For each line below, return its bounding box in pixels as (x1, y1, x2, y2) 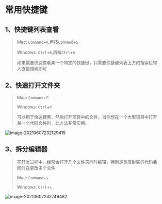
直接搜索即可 (21, 66, 47, 71)
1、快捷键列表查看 (5, 25, 59, 34)
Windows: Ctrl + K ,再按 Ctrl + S (16, 50, 75, 55)
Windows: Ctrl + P (16, 104, 52, 110)
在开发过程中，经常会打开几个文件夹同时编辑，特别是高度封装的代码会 (16, 159, 158, 165)
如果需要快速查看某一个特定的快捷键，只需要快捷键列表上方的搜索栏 (16, 60, 153, 66)
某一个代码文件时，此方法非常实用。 (16, 120, 90, 126)
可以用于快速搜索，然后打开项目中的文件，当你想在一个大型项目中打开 (16, 114, 158, 119)
